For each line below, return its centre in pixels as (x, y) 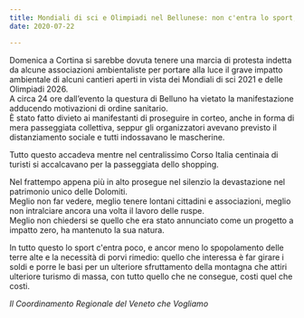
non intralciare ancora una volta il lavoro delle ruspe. (107, 210)
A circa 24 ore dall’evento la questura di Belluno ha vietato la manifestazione (152, 98)
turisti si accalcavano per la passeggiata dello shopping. (114, 164)
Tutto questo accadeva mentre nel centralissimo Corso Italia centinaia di (144, 154)
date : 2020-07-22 (42, 26)
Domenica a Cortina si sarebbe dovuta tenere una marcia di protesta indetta (151, 60)
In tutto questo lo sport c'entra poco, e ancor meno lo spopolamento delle (147, 247)
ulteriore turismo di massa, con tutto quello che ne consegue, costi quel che (151, 276)
